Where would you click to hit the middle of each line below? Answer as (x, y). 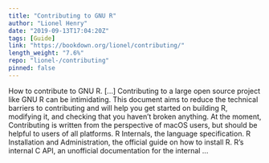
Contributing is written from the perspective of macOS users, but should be (133, 124)
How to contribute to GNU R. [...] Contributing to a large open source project (134, 91)
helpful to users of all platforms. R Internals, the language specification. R (130, 133)
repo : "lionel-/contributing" (59, 61)
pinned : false (32, 68)
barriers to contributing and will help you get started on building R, (118, 108)
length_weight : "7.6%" (46, 53)
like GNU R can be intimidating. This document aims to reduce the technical (133, 99)
